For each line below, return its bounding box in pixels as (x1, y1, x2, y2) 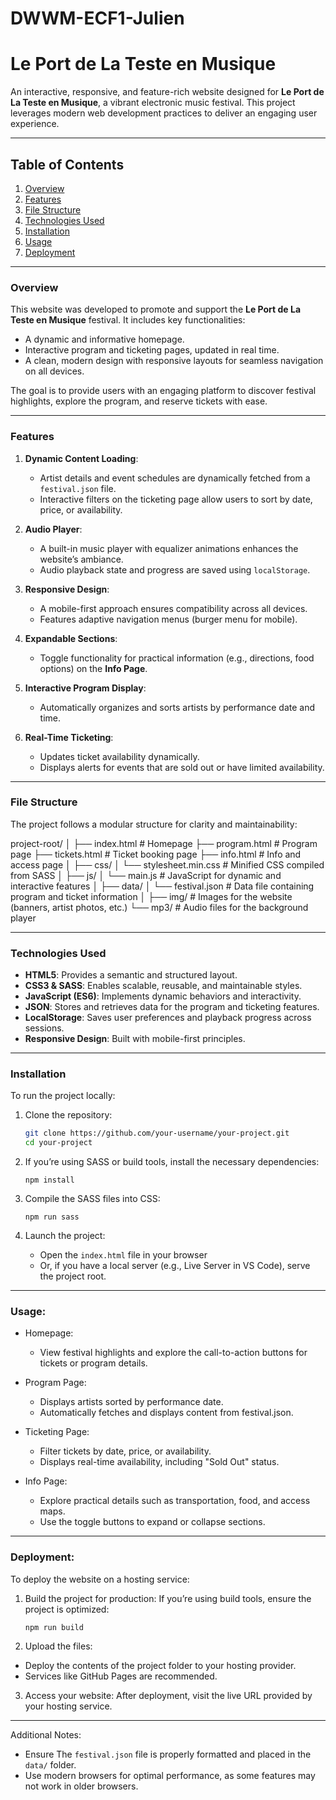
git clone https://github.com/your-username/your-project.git (24, 1128, 290, 1139)
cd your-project (24, 1138, 93, 1148)
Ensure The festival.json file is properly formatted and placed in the (24, 1748, 312, 1760)
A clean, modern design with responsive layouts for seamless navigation (24, 355, 324, 367)
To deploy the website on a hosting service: (10, 1573, 190, 1585)
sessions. (24, 1022, 65, 1034)
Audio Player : (24, 523, 83, 535)
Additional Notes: (10, 1728, 82, 1741)
